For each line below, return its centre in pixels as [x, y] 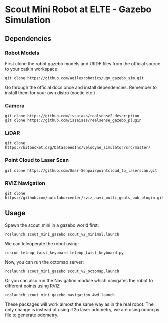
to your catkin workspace [31, 69]
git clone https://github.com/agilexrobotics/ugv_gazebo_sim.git [74, 78]
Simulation [28, 20]
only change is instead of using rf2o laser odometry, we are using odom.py [82, 309]
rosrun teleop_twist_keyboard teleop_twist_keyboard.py [64, 253]
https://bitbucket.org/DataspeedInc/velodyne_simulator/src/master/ [78, 148]
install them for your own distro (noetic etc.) [50, 92]
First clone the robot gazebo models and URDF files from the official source [83, 63]
